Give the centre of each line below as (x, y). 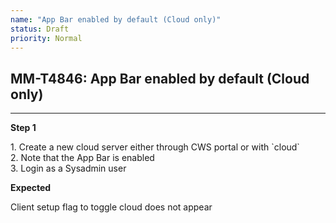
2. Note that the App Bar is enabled (82, 158)
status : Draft (40, 29)
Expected (31, 188)
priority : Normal (46, 38)
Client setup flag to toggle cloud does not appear (111, 207)
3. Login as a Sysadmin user (68, 168)
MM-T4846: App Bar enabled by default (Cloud (160, 78)
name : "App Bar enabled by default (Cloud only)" (116, 19)
